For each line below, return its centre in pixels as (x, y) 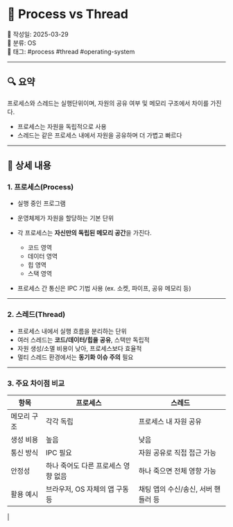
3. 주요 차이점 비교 (36, 383)
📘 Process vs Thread (68, 14)
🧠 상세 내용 (29, 166)
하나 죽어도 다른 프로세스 (84, 466)
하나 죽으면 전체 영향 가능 (177, 471)
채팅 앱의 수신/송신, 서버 (175, 490)
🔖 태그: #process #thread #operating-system (71, 51)
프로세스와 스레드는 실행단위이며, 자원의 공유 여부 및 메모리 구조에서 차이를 (108, 103)
